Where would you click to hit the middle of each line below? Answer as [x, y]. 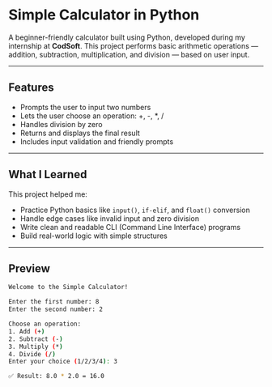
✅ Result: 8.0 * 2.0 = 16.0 [57, 376]
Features [31, 88]
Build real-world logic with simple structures [93, 236]
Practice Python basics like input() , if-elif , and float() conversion [135, 210]
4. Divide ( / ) [32, 354]
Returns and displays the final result [80, 133]
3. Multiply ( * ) [36, 347]
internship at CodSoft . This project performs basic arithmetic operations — [134, 45]
